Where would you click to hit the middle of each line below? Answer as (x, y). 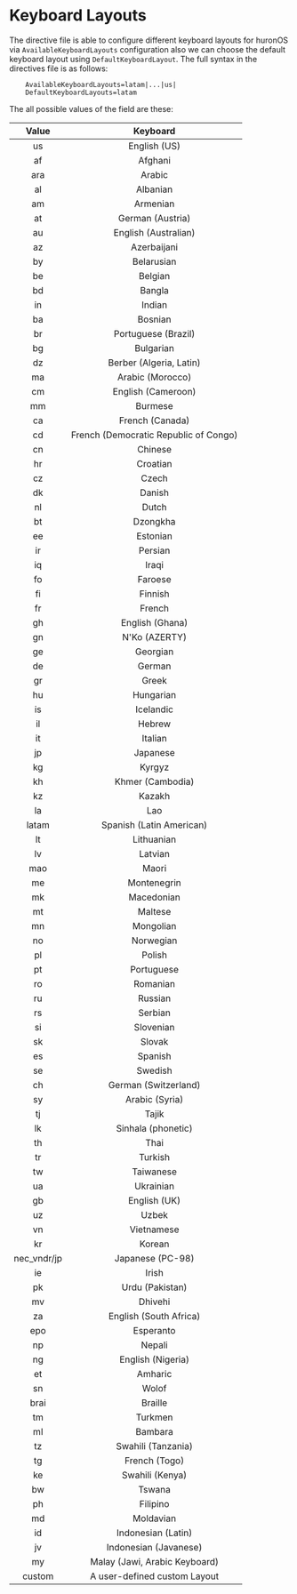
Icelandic (154, 709)
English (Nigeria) (154, 1359)
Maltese (154, 911)
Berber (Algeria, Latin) (155, 363)
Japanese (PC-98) (154, 1258)
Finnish (154, 594)
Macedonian (154, 897)
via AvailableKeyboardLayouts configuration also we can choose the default (148, 49)
